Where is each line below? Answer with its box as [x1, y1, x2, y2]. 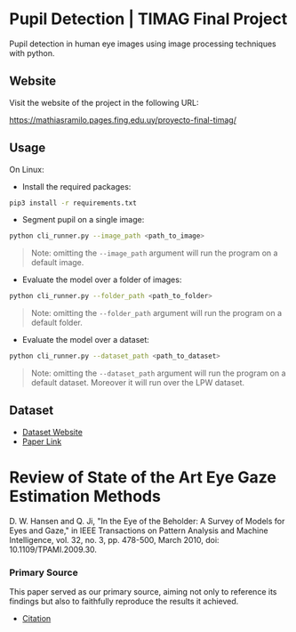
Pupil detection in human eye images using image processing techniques [9, 38, 277, 49]
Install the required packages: [21, 181, 132, 191]
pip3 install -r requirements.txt [9, 199, 138, 207]
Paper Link [21, 436, 62, 447]
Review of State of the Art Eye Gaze [9, 467, 277, 488]
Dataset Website [21, 426, 83, 437]
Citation [21, 613, 52, 624]
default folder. [30, 317, 83, 328]
